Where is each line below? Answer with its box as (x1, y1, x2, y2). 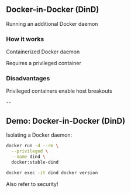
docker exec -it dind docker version (6, 170, 98, 175)
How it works (6, 35, 44, 43)
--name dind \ (11, 154, 46, 160)
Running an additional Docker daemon (6, 20, 98, 27)
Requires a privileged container (6, 60, 82, 67)
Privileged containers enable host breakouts (6, 87, 112, 94)
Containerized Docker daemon (6, 48, 80, 55)
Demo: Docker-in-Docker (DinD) (6, 116, 126, 126)
